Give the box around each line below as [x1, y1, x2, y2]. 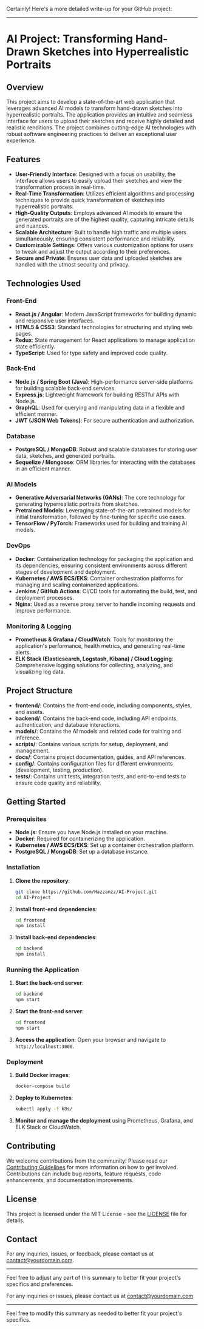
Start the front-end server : [15, 1008, 84, 1015]
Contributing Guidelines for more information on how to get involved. [6, 1163, 178, 1171]
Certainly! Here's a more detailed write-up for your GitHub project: [6, 5, 172, 12]
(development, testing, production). [15, 766, 104, 773]
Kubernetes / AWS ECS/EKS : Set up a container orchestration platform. [15, 841, 195, 849]
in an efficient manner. [15, 465, 72, 472]
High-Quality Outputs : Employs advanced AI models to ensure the [15, 209, 183, 216]
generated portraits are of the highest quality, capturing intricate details [15, 216, 194, 223]
